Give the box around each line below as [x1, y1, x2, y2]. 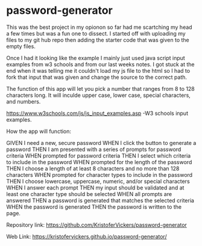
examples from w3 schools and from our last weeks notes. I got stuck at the [6, 61, 195, 68]
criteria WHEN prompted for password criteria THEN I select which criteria [6, 152, 191, 159]
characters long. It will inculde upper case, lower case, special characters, [6, 91, 191, 99]
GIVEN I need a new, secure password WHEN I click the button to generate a [6, 139, 197, 146]
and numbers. [6, 97, 41, 105]
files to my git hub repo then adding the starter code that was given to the [6, 36, 190, 43]
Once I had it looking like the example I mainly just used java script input [6, 54, 185, 61]
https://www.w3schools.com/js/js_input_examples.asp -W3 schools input [6, 109, 189, 117]
